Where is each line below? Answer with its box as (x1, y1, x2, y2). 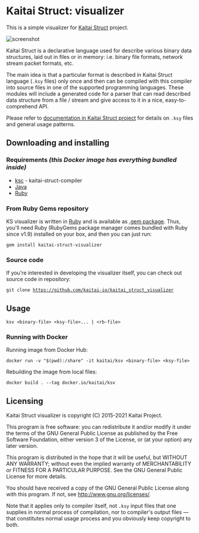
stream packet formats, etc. (6, 60, 74, 67)
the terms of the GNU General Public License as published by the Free (6, 430, 178, 437)
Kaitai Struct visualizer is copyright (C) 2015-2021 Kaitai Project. (6, 412, 163, 419)
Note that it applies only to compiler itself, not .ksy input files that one (6, 502, 176, 510)
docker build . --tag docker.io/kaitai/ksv (6, 380, 116, 386)
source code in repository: (6, 276, 71, 283)
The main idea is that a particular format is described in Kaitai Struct (6, 71, 173, 78)
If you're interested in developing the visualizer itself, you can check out (6, 269, 182, 276)
